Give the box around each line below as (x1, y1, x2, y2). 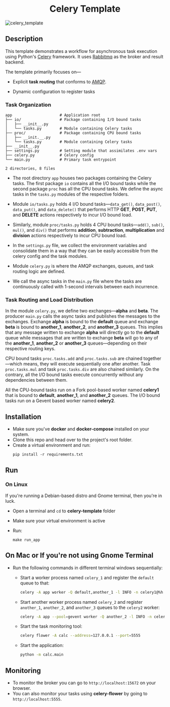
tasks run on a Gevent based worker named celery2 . (5, 397, 115, 404)
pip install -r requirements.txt (12, 452, 83, 457)
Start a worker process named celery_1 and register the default (20, 574, 154, 580)
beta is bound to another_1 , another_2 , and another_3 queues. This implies (5, 324, 163, 330)
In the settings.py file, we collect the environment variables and (12, 242, 147, 249)
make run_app (12, 537, 40, 542)
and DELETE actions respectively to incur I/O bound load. (12, 212, 133, 218)
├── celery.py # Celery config (5, 153, 94, 158)
